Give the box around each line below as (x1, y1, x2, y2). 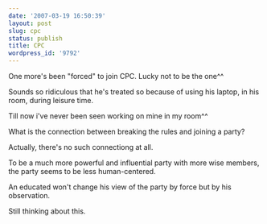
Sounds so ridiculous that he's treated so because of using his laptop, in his (8, 87, 260, 97)
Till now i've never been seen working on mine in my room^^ (8, 111, 208, 121)
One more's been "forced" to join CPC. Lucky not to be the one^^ (8, 72, 224, 81)
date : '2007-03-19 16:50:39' (8, 11, 106, 20)
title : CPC (8, 42, 45, 50)
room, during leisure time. (8, 96, 94, 105)
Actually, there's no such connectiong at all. (8, 143, 154, 151)
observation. (8, 191, 51, 200)
